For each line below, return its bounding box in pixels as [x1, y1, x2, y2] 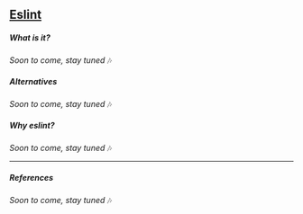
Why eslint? [9, 120, 56, 130]
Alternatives [9, 76, 58, 86]
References [9, 172, 54, 183]
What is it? [9, 31, 51, 43]
